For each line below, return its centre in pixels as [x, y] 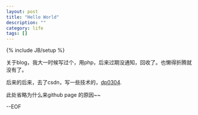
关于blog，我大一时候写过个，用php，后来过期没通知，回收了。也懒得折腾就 [99, 63]
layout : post [22, 11]
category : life [25, 28]
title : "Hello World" [33, 17]
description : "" [26, 22]
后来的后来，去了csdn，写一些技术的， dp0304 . [64, 83]
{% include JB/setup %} [35, 50]
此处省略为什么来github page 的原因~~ [53, 95]
